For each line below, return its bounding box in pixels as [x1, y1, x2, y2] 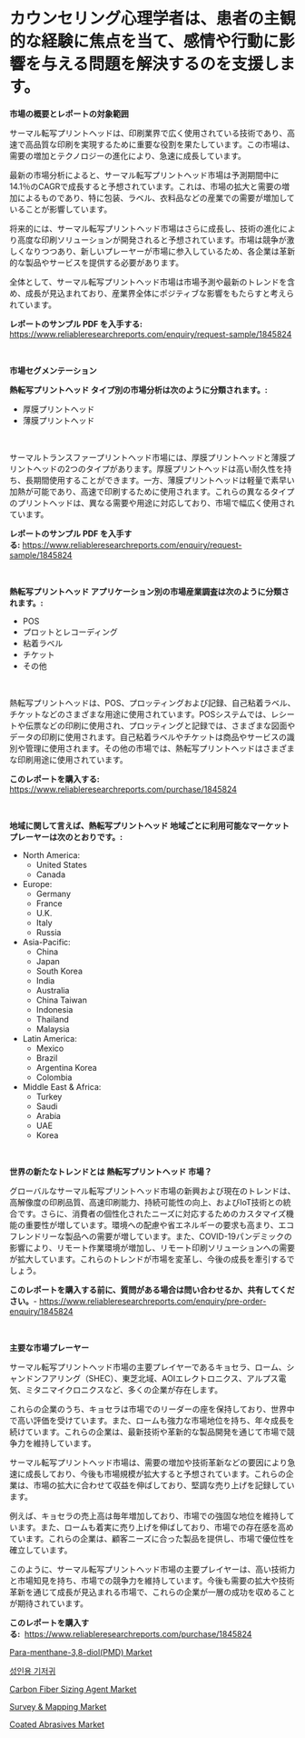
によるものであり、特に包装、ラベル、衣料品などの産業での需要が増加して [16, 192, 295, 203]
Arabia [35, 1110, 62, 1121]
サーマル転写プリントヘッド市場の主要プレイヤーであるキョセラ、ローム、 [9, 1361, 287, 1373]
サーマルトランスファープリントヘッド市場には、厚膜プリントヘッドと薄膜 [9, 452, 288, 463]
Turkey [35, 1091, 63, 1102]
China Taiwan [35, 994, 88, 1005]
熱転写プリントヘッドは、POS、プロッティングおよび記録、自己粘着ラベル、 [9, 697, 296, 708]
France [35, 897, 64, 909]
